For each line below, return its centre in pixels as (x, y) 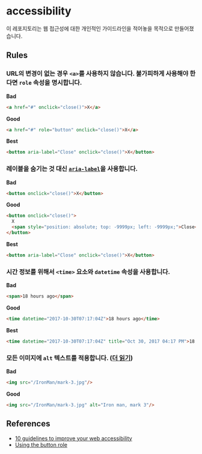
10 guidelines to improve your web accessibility (73, 438)
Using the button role (41, 444)
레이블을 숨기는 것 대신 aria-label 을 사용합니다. (72, 169)
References (28, 424)
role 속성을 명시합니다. (50, 82)
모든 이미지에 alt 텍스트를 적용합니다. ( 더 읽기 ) (70, 358)
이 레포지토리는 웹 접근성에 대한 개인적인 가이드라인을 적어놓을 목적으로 (90, 28)
